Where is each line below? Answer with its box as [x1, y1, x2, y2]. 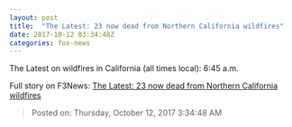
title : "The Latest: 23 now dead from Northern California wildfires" [9, 22, 284, 31]
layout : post [9, 13, 59, 23]
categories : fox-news [9, 38, 91, 48]
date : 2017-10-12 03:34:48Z [9, 30, 115, 39]
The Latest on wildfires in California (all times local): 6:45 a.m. [9, 63, 239, 74]
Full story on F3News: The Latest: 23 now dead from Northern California [9, 80, 278, 91]
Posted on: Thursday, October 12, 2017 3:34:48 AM [31, 107, 223, 118]
